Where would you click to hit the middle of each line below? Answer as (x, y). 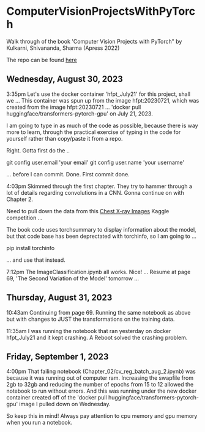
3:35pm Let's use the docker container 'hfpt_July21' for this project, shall (99, 94)
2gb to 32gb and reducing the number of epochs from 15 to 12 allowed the (100, 385)
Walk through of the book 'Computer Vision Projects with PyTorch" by (94, 41)
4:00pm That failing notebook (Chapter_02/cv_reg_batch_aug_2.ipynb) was (101, 371)
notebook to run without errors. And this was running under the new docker (102, 391)
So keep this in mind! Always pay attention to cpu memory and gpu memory (102, 416)
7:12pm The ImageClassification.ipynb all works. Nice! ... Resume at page (99, 272)
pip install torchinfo (31, 248)
